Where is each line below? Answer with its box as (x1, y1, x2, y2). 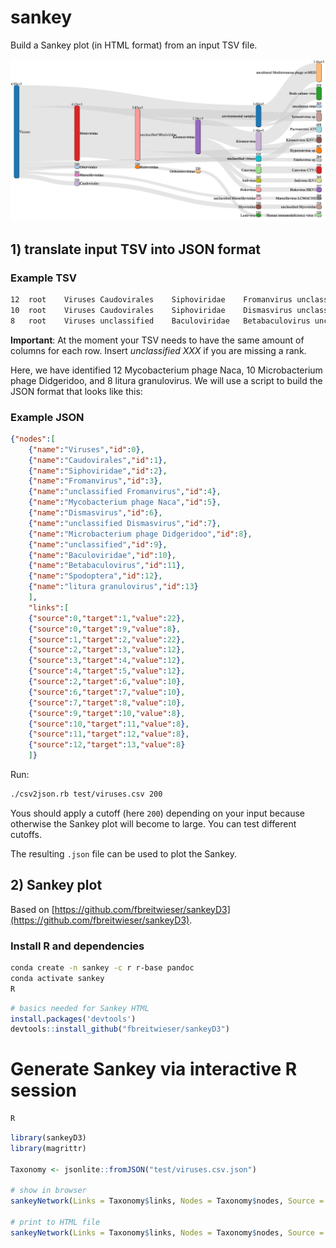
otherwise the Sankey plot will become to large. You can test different (10, 817, 297, 830)
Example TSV (10, 271, 77, 285)
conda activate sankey (10, 973, 105, 983)
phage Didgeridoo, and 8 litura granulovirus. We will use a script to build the (10, 374, 323, 386)
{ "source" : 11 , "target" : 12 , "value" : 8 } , (28, 729, 190, 740)
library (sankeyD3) (10, 1133, 87, 1143)
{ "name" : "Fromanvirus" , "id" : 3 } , (28, 476, 163, 486)
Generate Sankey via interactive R (10, 1058, 298, 1081)
